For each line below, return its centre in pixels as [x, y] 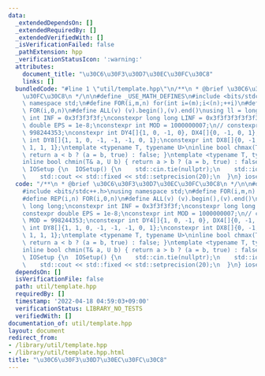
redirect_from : [33, 338]
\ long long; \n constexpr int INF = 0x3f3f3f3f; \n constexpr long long [139, 206]
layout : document [37, 331]
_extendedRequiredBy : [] [56, 30]
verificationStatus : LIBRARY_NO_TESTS [79, 308]
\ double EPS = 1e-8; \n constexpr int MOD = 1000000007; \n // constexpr [141, 125]
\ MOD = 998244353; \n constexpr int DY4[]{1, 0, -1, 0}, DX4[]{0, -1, [139, 221]
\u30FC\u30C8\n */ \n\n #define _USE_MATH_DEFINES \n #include [121, 96]
